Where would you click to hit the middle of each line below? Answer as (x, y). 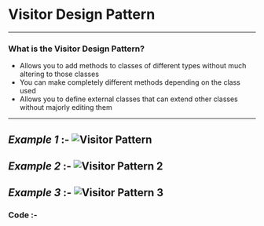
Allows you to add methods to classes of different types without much (133, 66)
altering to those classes (59, 74)
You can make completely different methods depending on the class (130, 82)
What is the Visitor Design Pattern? (77, 49)
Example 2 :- (40, 166)
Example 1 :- (39, 139)
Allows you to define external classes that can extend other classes (128, 99)
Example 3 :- (40, 193)
